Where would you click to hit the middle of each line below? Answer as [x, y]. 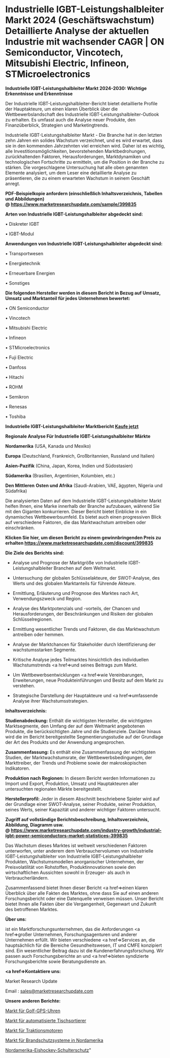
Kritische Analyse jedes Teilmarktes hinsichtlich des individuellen [80, 659]
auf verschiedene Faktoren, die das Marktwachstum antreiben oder [76, 522]
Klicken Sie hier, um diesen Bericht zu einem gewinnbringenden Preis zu [83, 537]
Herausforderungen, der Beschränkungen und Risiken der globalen [83, 614]
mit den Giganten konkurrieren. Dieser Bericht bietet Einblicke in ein [76, 511]
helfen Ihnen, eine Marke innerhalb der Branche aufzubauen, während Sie [82, 506]
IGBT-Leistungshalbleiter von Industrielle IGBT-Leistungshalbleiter [74, 856]
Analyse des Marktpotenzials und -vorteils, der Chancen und [76, 608]
